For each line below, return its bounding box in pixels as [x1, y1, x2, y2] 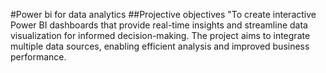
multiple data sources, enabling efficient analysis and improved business [10, 40, 310, 52]
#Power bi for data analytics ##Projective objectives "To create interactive [10, 9, 317, 20]
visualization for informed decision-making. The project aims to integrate [10, 30, 311, 41]
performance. [10, 51, 67, 63]
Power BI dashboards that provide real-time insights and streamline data [10, 19, 308, 31]
